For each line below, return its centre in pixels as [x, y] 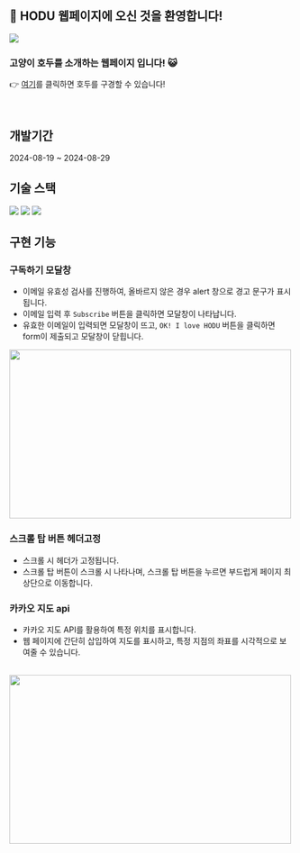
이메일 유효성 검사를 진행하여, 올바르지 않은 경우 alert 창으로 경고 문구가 [148, 292]
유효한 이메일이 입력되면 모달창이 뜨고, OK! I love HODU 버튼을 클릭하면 [149, 325]
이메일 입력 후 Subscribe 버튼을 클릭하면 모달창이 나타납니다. [129, 314]
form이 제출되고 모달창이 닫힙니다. [83, 337]
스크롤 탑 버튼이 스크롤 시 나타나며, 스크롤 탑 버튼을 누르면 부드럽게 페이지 [152, 571]
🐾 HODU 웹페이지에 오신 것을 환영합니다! [116, 16]
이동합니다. [73, 583]
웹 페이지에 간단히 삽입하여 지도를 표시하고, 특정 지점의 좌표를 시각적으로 [150, 641]
